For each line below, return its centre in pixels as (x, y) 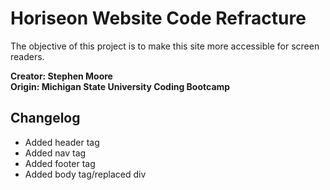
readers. (27, 56)
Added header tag (62, 142)
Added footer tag (60, 163)
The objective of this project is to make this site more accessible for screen (165, 46)
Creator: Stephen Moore (61, 76)
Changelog (45, 118)
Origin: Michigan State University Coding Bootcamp (120, 86)
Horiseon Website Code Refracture (158, 18)
